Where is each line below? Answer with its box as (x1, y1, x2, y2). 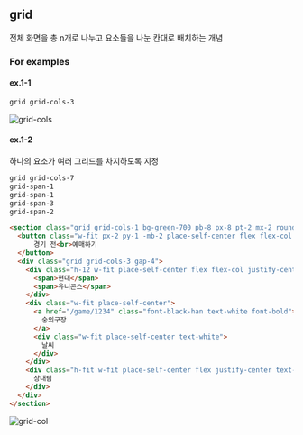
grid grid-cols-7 (9, 174, 75, 183)
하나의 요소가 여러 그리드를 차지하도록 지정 (9, 156, 160, 167)
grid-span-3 (9, 198, 54, 208)
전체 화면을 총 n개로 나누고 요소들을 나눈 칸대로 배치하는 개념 (9, 32, 224, 43)
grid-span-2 (9, 207, 54, 216)
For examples (9, 55, 70, 68)
